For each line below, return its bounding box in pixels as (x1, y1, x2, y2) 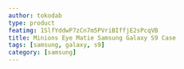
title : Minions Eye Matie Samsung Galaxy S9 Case (8, 33, 177, 42)
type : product (8, 19, 56, 27)
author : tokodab (8, 11, 62, 20)
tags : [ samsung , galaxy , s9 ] (8, 41, 105, 49)
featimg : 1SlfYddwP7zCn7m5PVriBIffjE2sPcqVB (8, 26, 159, 34)
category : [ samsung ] (8, 48, 77, 56)
